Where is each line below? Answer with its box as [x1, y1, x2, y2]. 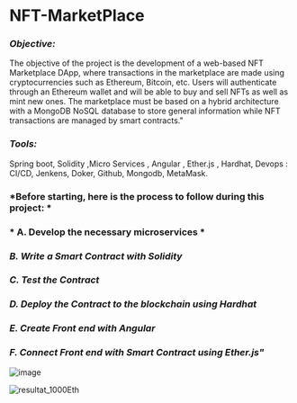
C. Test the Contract [9, 273, 100, 286]
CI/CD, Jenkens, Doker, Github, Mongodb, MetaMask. [9, 167, 209, 178]
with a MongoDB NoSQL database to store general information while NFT [9, 105, 281, 117]
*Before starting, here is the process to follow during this [9, 190, 265, 202]
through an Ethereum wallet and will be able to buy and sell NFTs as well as [9, 86, 289, 97]
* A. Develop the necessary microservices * [9, 226, 205, 238]
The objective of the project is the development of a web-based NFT [9, 58, 264, 68]
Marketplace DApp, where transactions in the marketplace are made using [9, 67, 285, 78]
